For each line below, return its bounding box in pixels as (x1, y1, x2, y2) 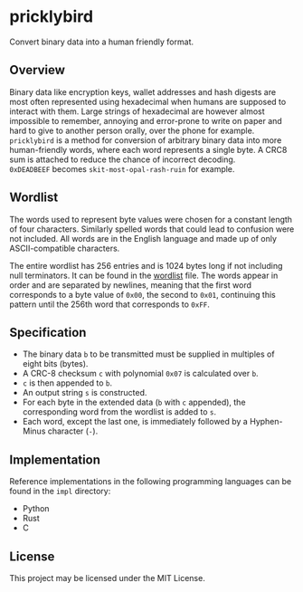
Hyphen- (250, 416, 283, 427)
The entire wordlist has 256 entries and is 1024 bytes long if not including (9, 260, 283, 271)
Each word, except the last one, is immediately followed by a (22, 416, 249, 427)
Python (22, 503, 50, 514)
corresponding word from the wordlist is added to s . (22, 406, 217, 417)
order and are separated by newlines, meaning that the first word (9, 279, 251, 291)
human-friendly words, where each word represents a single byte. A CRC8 (9, 144, 288, 155)
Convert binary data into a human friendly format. (9, 36, 194, 47)
